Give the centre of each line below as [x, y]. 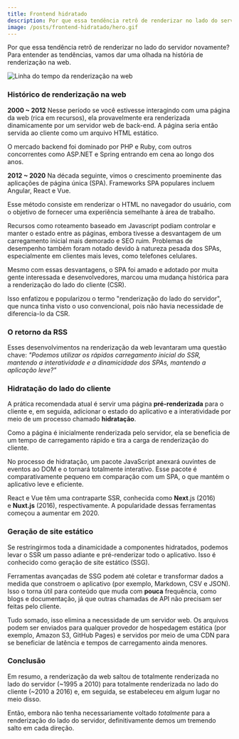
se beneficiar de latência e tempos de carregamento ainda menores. [107, 642]
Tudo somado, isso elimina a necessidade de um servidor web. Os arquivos [118, 620]
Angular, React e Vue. [39, 190]
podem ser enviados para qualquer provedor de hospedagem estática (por [117, 627]
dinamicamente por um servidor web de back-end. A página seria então [113, 125]
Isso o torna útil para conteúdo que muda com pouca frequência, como [112, 591]
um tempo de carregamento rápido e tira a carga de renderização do [108, 441]
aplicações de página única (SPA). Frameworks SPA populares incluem [111, 183]
